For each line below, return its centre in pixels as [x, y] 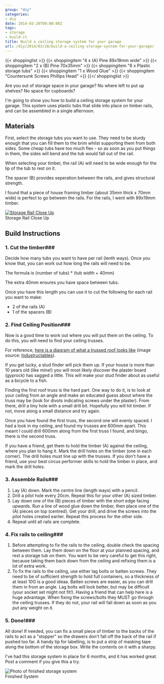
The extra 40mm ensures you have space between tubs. [62, 282]
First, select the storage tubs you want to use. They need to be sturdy [75, 138]
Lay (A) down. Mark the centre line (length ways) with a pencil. [75, 490]
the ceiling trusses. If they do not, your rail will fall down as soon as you [84, 603]
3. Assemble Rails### [32, 479]
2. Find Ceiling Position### [38, 325]
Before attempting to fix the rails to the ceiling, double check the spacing [85, 545]
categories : [17, 14]
